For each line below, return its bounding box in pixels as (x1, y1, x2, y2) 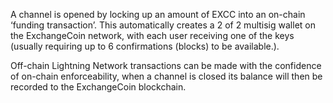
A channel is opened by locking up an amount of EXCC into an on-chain (10, 9, 306, 20)
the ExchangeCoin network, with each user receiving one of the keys (10, 30, 295, 41)
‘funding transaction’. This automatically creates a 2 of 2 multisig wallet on (10, 19, 316, 31)
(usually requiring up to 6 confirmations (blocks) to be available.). (10, 40, 280, 52)
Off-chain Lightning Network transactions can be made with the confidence (10, 60, 322, 71)
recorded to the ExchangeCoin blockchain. (10, 81, 187, 93)
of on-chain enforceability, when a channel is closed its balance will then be (10, 70, 323, 82)
